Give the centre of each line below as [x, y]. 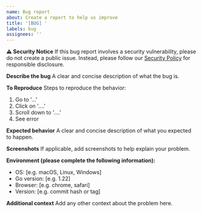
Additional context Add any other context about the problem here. [89, 203]
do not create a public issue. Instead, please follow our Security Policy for [98, 58]
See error [27, 119]
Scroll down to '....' [38, 113]
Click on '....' [30, 106]
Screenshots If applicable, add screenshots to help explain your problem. [98, 149]
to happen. [20, 137]
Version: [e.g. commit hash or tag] [58, 192]
